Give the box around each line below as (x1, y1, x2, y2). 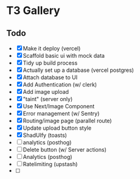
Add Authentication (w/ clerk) (23, 81, 97, 88)
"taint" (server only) (23, 96, 73, 102)
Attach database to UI (23, 74, 78, 81)
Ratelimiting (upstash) (23, 161, 78, 167)
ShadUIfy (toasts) (23, 132, 67, 139)
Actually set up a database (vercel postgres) (23, 66, 134, 74)
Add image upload (23, 88, 69, 95)
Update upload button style (23, 124, 92, 132)
